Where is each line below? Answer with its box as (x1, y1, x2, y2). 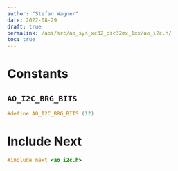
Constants (7, 66, 69, 82)
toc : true (7, 36, 36, 43)
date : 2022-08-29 (7, 17, 57, 24)
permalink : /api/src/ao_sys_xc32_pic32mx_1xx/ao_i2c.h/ (7, 29, 172, 37)
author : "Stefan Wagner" (7, 10, 79, 17)
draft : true (7, 23, 42, 30)
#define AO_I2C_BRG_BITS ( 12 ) (7, 111, 95, 117)
